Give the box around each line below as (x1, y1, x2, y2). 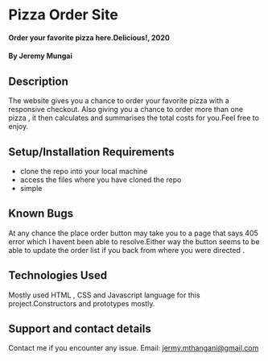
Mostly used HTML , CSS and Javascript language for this (8, 290, 200, 300)
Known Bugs (8, 207, 74, 221)
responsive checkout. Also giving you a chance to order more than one (8, 105, 244, 114)
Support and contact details (8, 322, 151, 336)
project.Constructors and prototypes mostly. (8, 298, 155, 308)
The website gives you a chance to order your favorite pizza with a (8, 96, 229, 106)
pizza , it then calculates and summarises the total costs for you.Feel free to (8, 113, 260, 122)
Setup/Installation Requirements (8, 145, 175, 159)
